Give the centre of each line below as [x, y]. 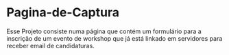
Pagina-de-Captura [63, 13]
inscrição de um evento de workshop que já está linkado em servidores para [114, 38]
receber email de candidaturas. [51, 45]
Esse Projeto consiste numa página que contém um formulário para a [104, 31]
